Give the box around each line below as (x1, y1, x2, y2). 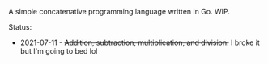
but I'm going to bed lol (19, 46, 98, 55)
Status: (8, 22, 32, 31)
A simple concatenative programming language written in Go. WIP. (8, 7, 231, 16)
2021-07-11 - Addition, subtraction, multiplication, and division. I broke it (19, 38, 261, 47)
